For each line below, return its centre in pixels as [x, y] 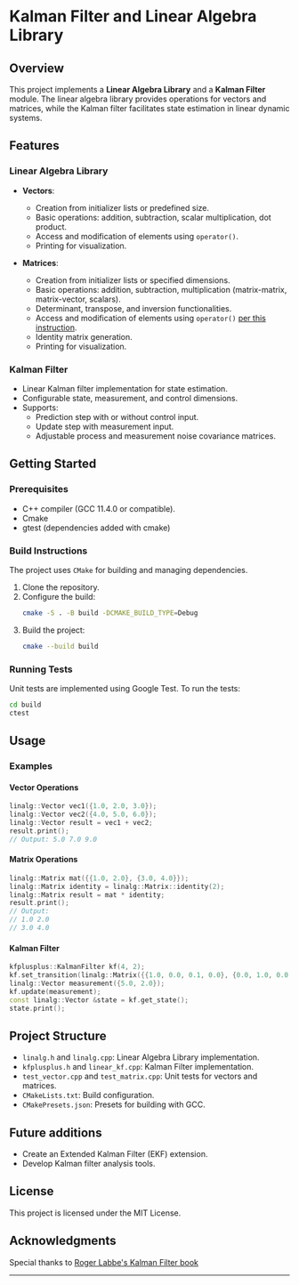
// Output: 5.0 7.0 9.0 [53, 839]
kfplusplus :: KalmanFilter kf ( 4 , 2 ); [77, 967]
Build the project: [53, 630]
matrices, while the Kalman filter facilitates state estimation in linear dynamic [149, 108]
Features [34, 145]
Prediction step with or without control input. [117, 416]
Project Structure [58, 1035]
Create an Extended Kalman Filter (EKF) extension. [115, 1154]
